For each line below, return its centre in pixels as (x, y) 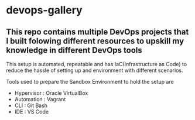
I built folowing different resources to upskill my (95, 41)
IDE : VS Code (31, 112)
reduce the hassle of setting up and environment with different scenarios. (95, 70)
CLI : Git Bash (31, 105)
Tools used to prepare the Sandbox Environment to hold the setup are (90, 82)
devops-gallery (45, 10)
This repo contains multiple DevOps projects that (97, 32)
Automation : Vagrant (40, 99)
